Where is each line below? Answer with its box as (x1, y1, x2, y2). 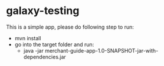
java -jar (23, 47, 44, 54)
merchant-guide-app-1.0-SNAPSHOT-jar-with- (45, 47, 159, 54)
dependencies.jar (23, 53, 66, 60)
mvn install (14, 34, 41, 41)
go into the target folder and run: (14, 41, 94, 48)
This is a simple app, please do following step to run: (6, 23, 135, 30)
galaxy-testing (6, 4, 80, 18)
